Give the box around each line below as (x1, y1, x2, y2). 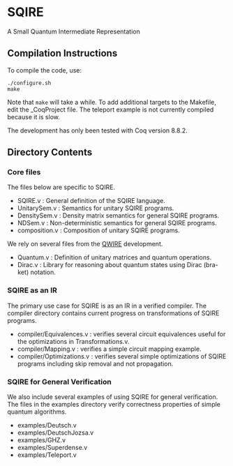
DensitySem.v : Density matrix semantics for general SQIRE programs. (17, 211, 220, 220)
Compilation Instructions (7, 47, 118, 59)
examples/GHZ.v (17, 436, 66, 444)
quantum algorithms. (7, 407, 67, 416)
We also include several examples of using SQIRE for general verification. (7, 393, 218, 401)
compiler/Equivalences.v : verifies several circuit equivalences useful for (17, 329, 226, 338)
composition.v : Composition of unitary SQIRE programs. (17, 226, 180, 234)
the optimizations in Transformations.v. (17, 337, 130, 345)
